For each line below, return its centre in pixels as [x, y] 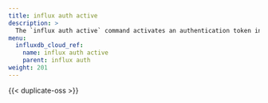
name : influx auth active [66, 53]
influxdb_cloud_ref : [49, 46]
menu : [17, 38]
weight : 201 [28, 68]
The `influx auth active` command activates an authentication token [133, 30]
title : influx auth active [53, 16]
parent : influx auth [57, 61]
